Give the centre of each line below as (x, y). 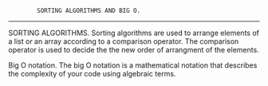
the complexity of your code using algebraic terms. (92, 74)
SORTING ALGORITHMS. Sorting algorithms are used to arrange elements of (134, 33)
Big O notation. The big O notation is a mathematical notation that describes (133, 65)
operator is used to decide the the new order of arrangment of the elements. (134, 50)
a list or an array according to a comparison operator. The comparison (124, 41)
